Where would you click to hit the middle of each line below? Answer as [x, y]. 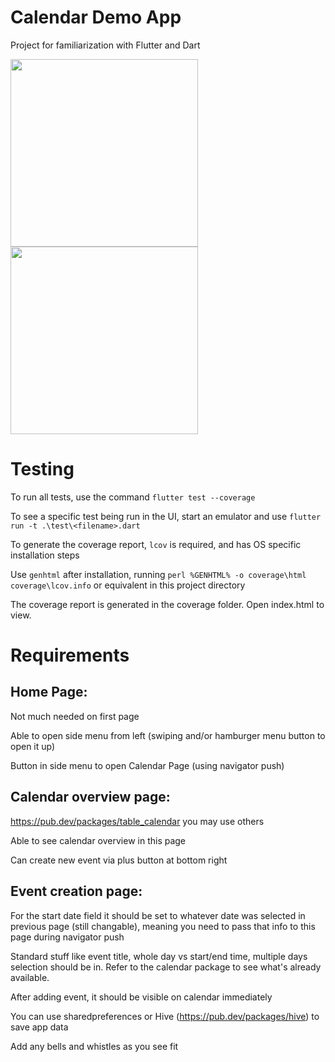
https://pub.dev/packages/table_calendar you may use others [137, 821]
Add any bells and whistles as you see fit [94, 1046]
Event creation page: [76, 891]
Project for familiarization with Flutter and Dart [105, 45]
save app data [39, 1027]
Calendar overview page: [90, 797]
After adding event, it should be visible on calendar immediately [141, 997]
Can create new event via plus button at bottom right [119, 860]
